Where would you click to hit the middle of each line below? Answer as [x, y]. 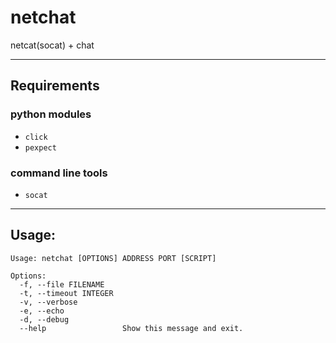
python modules [51, 114]
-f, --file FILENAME [62, 284]
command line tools [59, 173]
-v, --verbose [48, 302]
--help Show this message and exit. [131, 328]
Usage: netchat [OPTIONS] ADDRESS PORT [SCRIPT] [113, 258]
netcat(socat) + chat [52, 45]
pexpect [40, 147]
